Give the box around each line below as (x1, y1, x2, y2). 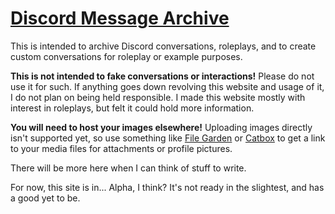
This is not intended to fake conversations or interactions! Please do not (10, 70, 315, 82)
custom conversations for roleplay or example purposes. (10, 50, 243, 62)
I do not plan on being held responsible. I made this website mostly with (10, 91, 306, 103)
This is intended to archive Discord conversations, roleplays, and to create (10, 40, 317, 52)
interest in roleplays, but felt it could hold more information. (10, 102, 255, 114)
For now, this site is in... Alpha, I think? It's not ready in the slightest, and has (10, 181, 325, 193)
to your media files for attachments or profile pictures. (10, 142, 233, 154)
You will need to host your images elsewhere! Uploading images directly (10, 121, 313, 133)
